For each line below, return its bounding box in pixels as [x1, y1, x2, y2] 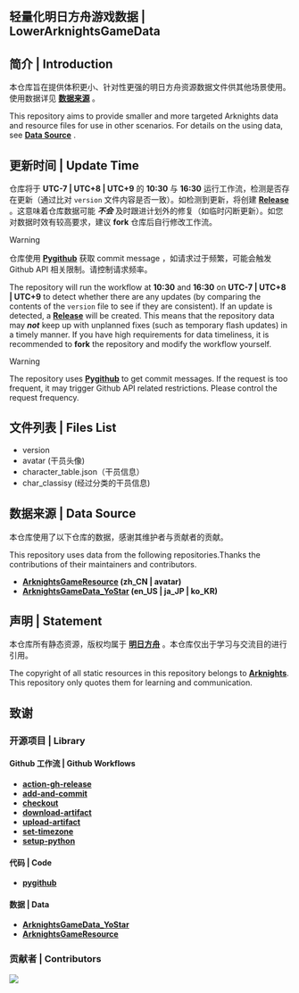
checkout [21, 798, 59, 808]
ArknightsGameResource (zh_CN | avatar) [21, 575, 182, 587]
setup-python [21, 835, 76, 846]
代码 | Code [9, 856, 52, 868]
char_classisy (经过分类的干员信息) [21, 477, 151, 488]
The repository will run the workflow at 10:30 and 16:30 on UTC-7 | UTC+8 [9, 282, 287, 293]
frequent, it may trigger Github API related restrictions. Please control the [9, 383, 278, 393]
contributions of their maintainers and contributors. [9, 559, 197, 569]
